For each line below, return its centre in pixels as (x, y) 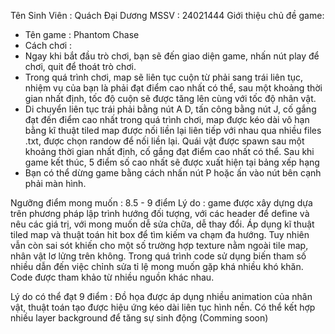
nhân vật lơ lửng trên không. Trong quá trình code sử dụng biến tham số (158, 256)
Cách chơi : (48, 45)
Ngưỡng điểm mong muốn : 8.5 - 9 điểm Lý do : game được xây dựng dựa (161, 203)
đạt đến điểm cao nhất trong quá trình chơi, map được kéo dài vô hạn (167, 119)
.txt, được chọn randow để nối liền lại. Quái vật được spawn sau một (164, 141)
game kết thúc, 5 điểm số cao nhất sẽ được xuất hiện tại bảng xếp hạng (172, 162)
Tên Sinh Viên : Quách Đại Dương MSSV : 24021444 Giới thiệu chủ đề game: (167, 15)
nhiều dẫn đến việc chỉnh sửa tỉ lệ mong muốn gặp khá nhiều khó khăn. (157, 266)
